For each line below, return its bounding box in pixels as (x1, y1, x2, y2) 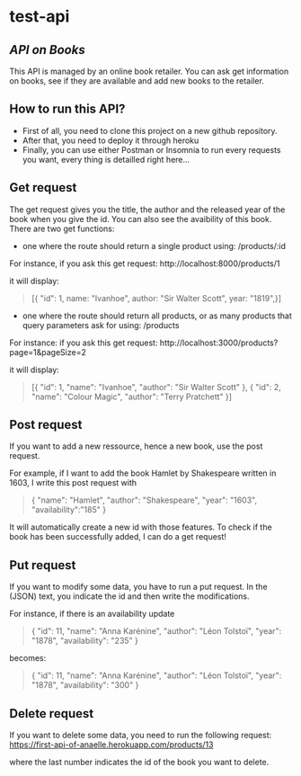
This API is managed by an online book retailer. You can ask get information (9, 66, 289, 76)
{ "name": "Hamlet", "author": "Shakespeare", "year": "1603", (31, 495, 258, 505)
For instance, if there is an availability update (9, 609, 175, 620)
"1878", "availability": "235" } (31, 636, 139, 647)
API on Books (9, 42, 85, 58)
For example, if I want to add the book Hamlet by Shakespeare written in (9, 468, 277, 478)
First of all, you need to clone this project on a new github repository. (22, 125, 278, 136)
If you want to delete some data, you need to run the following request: (9, 730, 272, 741)
